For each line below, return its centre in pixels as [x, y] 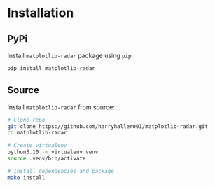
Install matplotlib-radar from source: [61, 107]
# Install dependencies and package [61, 171]
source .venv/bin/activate [47, 159]
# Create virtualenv [37, 146]
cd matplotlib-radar [37, 133]
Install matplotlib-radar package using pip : [70, 55]
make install [26, 178]
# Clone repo [26, 120]
